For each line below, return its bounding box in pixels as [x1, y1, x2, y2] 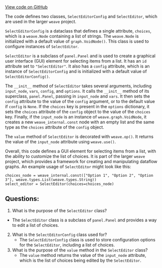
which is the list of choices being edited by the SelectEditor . [19, 257, 142, 263]
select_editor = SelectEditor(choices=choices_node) [5, 182, 114, 186]
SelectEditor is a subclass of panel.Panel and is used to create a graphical [5, 53, 156, 59]
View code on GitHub [5, 4, 48, 10]
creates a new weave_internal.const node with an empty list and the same [5, 119, 155, 125]
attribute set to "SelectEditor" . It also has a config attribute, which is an [5, 63, 150, 69]
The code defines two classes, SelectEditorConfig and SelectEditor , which [5, 14, 158, 19]
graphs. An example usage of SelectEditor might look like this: [5, 164, 131, 169]
